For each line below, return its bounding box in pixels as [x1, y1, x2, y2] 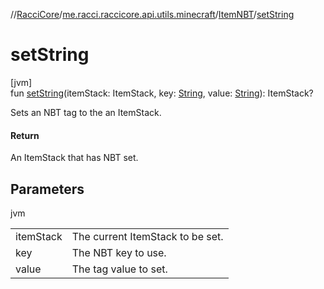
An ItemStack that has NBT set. [10, 152, 139, 164]
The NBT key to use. [71, 245, 167, 259]
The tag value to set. [71, 262, 168, 276]
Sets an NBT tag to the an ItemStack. [10, 106, 162, 118]
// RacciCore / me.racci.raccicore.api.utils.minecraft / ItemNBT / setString [10, 9, 295, 20]
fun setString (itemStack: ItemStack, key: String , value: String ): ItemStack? [10, 87, 314, 99]
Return [10, 129, 40, 141]
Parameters [10, 180, 85, 198]
